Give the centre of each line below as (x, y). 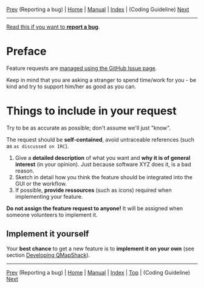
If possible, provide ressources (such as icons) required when (93, 190)
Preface (26, 51)
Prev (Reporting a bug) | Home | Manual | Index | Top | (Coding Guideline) (98, 272)
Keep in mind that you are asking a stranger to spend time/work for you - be (101, 80)
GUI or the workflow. (41, 183)
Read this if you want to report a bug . (53, 27)
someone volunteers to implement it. (52, 214)
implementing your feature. (49, 196)
